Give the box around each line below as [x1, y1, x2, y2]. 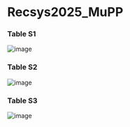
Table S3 [7, 96, 38, 105]
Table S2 [7, 62, 38, 72]
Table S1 [7, 29, 36, 39]
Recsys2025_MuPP [7, 4, 124, 20]
